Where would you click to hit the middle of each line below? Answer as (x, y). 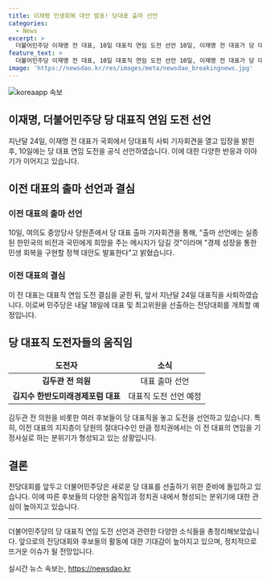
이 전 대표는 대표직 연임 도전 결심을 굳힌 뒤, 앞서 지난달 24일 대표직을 (117, 295)
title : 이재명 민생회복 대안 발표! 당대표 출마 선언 (83, 16)
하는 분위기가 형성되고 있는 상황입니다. (96, 438)
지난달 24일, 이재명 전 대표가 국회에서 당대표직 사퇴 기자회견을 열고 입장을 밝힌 (131, 141)
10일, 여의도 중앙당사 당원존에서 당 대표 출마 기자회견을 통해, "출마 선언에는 (126, 233)
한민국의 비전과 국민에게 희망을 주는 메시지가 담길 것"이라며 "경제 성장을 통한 (137, 243)
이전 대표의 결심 (37, 276)
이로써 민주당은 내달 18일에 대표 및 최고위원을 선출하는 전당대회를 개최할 (138, 305)
